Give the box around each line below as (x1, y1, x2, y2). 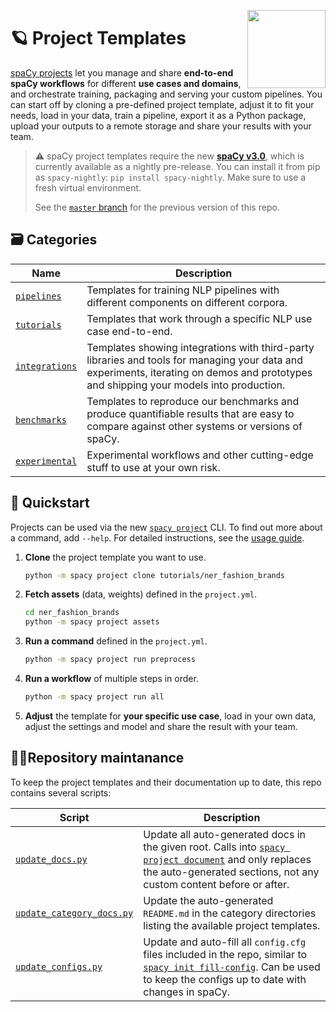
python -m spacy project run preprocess (24, 655, 196, 665)
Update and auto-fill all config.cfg (143, 935, 307, 949)
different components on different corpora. (86, 295, 288, 309)
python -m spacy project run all (24, 692, 165, 702)
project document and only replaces (143, 852, 312, 866)
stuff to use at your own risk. (86, 460, 221, 474)
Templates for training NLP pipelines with (86, 283, 280, 297)
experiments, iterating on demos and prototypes (86, 365, 313, 379)
